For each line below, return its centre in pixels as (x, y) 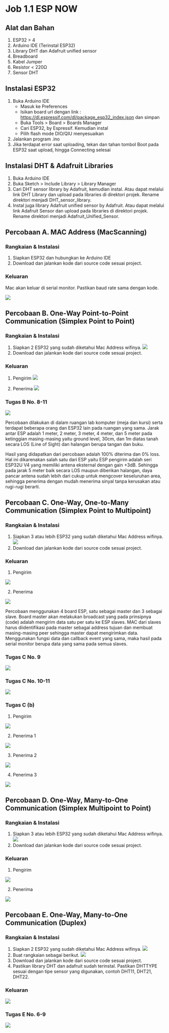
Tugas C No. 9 (23, 657)
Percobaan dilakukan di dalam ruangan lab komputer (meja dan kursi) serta (84, 422)
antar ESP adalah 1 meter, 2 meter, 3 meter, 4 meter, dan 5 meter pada (79, 433)
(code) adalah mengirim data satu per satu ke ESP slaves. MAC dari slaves (83, 622)
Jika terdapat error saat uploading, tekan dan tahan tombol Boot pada (86, 144)
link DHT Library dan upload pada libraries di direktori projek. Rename (86, 194)
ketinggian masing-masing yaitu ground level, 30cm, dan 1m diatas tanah (82, 439)
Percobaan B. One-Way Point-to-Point (67, 313)
